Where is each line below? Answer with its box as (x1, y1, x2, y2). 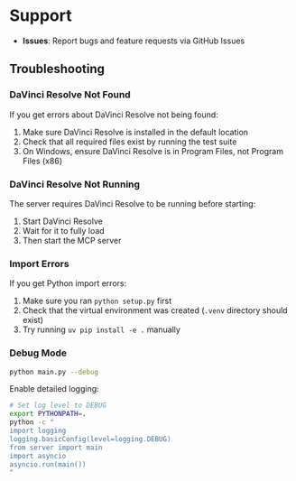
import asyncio (9, 451, 67, 460)
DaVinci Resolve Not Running (9, 178, 141, 190)
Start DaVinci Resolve (22, 216, 104, 227)
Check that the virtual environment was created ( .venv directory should (22, 305, 288, 316)
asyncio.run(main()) (9, 459, 88, 469)
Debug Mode (9, 347, 68, 359)
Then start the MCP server (22, 235, 122, 245)
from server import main (9, 443, 103, 452)
